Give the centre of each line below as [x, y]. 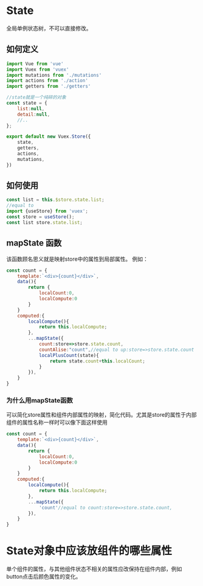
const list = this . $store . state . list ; [55, 200]
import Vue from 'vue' [35, 64]
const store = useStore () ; [40, 217]
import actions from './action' [47, 81]
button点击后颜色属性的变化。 [44, 577]
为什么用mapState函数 [40, 400]
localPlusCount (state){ [69, 355]
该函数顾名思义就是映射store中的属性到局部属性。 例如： [77, 259]
